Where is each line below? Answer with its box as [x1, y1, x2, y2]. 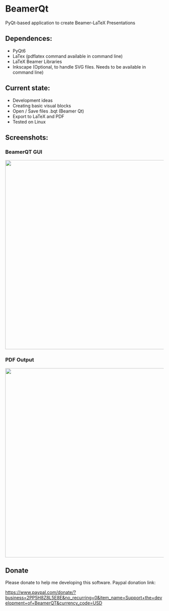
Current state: [5, 84, 50, 92]
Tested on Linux [12, 119, 46, 125]
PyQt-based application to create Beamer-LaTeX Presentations [5, 20, 136, 26]
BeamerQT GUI [5, 148, 43, 155]
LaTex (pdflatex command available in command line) [12, 53, 123, 59]
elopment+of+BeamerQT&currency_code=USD [5, 600, 103, 606]
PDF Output [5, 356, 34, 363]
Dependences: [5, 34, 52, 43]
